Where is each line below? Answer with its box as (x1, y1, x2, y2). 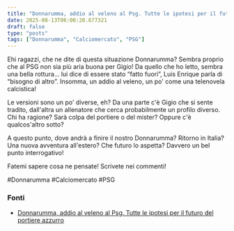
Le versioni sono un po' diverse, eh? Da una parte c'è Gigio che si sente (7, 98, 214, 106)
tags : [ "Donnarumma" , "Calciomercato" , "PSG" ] (7, 36, 145, 43)
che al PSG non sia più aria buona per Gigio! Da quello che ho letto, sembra (7, 63, 223, 71)
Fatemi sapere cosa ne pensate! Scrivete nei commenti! (7, 162, 167, 170)
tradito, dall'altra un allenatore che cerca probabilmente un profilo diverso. (7, 106, 221, 114)
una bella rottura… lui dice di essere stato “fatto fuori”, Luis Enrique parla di (7, 70, 223, 79)
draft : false (7, 23, 45, 30)
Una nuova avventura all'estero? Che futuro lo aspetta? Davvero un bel (7, 141, 210, 150)
